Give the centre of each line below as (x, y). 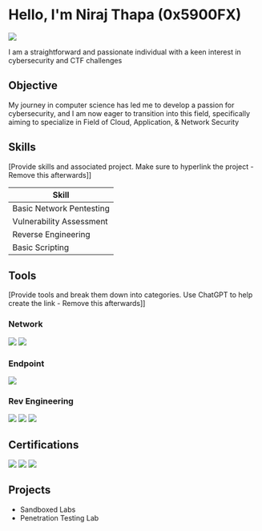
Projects (30, 490)
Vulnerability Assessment (60, 221)
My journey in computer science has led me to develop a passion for (121, 105)
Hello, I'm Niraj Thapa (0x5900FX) (125, 15)
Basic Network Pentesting (61, 208)
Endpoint (26, 364)
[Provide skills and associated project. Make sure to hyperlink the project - (131, 167)
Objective (33, 86)
